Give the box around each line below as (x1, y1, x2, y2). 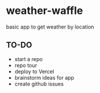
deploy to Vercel (14, 68, 54, 75)
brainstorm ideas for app (14, 74, 74, 81)
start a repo (14, 55, 43, 62)
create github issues (14, 80, 64, 87)
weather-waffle (6, 4, 83, 17)
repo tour (14, 62, 37, 69)
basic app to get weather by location (6, 23, 95, 30)
